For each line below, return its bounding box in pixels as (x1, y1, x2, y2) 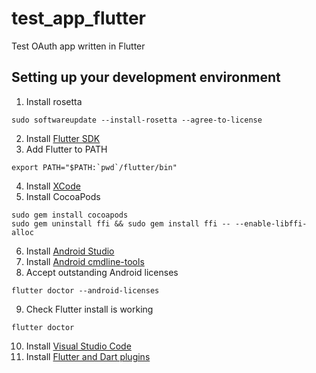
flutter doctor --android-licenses (11, 285, 160, 296)
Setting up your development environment (11, 69, 281, 86)
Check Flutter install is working (25, 303, 154, 315)
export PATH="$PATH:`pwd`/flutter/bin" (11, 162, 178, 172)
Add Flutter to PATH (25, 143, 108, 155)
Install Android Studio (25, 245, 115, 257)
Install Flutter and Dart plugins (25, 350, 151, 362)
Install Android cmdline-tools (25, 255, 145, 267)
